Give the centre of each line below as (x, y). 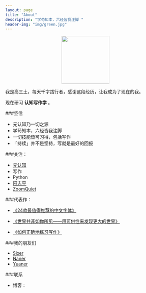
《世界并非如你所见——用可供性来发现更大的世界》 (66, 221)
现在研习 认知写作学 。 (29, 103)
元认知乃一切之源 (31, 124)
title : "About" (21, 15)
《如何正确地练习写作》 (37, 232)
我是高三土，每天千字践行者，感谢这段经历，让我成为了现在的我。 (74, 92)
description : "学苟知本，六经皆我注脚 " (45, 19)
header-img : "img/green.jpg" (36, 24)
